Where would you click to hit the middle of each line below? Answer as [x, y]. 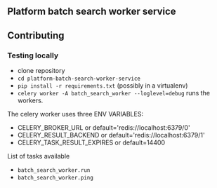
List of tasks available [39, 156]
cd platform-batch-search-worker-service [79, 79]
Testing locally [33, 55]
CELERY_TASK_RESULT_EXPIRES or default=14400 [91, 142]
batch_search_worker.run [54, 170]
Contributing [36, 35]
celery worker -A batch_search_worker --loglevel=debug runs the [114, 93]
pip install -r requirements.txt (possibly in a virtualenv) [103, 86]
